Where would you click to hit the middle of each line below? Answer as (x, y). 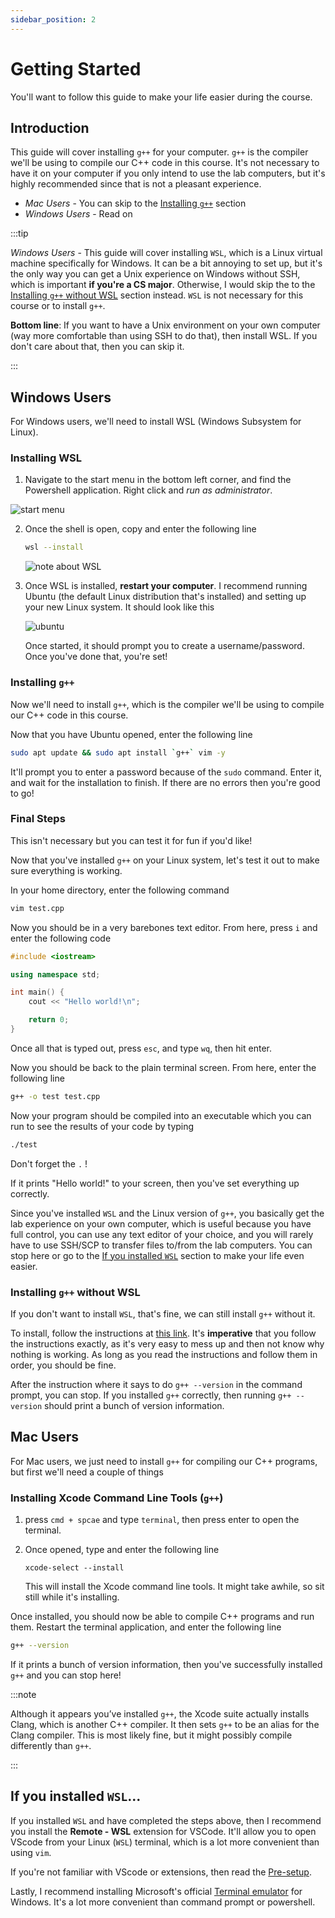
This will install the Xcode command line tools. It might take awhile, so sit (174, 1587)
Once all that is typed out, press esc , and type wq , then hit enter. (141, 1048)
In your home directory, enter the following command (120, 890)
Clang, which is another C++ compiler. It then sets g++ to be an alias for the (165, 1724)
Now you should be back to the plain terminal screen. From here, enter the (163, 1067)
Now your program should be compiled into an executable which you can (161, 1115)
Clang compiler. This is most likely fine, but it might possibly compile (151, 1735)
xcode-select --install (74, 1568)
